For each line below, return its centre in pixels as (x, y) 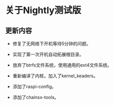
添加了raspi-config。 (34, 87)
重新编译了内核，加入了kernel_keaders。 (55, 76)
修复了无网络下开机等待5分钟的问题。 (52, 44)
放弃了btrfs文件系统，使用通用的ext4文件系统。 (62, 65)
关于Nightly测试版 (43, 10)
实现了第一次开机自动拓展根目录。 (48, 54)
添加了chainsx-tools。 (36, 97)
